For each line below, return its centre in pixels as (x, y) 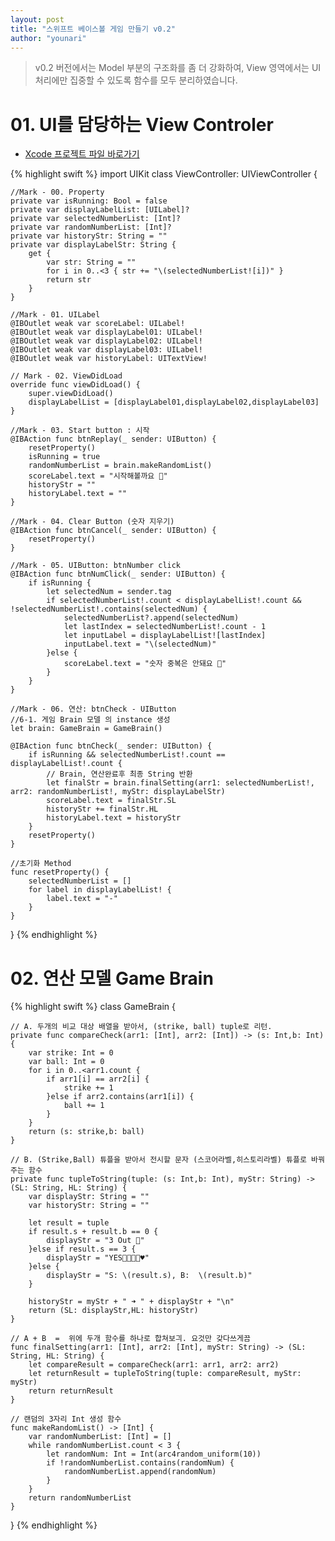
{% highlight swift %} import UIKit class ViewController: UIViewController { (164, 174)
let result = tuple (69, 1223)
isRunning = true (64, 457)
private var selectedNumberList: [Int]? (96, 219)
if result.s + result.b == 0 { (93, 1232)
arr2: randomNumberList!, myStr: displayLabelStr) (118, 792)
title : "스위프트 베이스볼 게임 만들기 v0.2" (93, 29)
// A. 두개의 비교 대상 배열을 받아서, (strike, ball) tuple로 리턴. (141, 1027)
